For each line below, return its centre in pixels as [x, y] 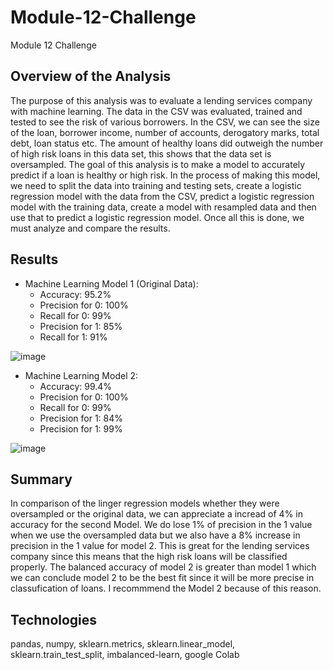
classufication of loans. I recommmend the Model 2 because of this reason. [166, 588]
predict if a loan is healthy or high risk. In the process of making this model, [165, 175]
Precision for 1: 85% [81, 326]
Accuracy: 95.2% [75, 294]
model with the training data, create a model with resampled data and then [163, 207]
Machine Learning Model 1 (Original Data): [111, 283]
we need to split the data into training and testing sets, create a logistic [156, 185]
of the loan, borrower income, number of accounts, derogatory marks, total [165, 132]
